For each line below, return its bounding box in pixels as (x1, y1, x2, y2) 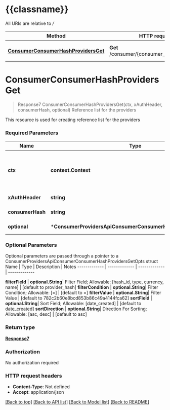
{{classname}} (5, 4, 69, 15)
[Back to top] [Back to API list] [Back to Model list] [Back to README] (5, 399, 149, 405)
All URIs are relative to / (5, 20, 54, 26)
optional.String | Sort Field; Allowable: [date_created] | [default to (5, 301, 142, 307)
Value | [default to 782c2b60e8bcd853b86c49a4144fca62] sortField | (5, 295, 153, 301)
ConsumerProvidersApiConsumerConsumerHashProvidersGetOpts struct (5, 258, 158, 265)
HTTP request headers (5, 372, 62, 379)
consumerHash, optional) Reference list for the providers (17, 106, 137, 113)
